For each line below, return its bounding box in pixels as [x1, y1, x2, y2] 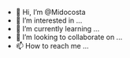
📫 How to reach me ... [15, 42, 89, 50]
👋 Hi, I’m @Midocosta [15, 8, 86, 16]
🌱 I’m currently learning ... [15, 24, 100, 33]
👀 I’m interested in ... [15, 16, 83, 25]
